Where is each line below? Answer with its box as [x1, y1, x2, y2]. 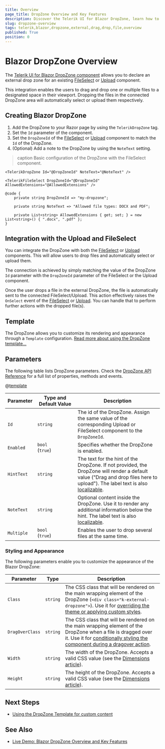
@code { [5, 191, 21, 196]
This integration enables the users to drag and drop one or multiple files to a [5, 86, 159, 92]
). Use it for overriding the [90, 602, 150, 609]
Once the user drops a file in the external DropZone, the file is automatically [5, 287, 158, 293]
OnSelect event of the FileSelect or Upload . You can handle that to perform [5, 298, 156, 304]
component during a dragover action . [65, 641, 151, 648]
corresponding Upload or [78, 421, 136, 428]
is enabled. [78, 447, 103, 454]
